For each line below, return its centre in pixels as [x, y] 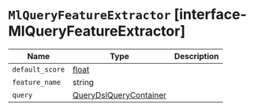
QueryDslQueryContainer [120, 94]
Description [196, 56]
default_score [39, 69]
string [83, 82]
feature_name [37, 82]
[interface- [210, 15]
